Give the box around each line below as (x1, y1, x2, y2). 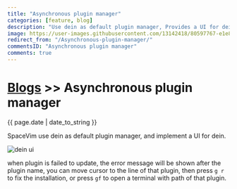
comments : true (7, 50, 52, 57)
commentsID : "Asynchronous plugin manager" (7, 43, 138, 50)
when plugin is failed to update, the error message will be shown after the (7, 159, 221, 167)
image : (7, 30, 27, 37)
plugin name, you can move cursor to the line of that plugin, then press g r (7, 166, 224, 174)
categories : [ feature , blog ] (7, 17, 93, 24)
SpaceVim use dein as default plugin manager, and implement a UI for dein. (7, 131, 226, 140)
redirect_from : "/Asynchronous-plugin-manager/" (7, 37, 153, 44)
